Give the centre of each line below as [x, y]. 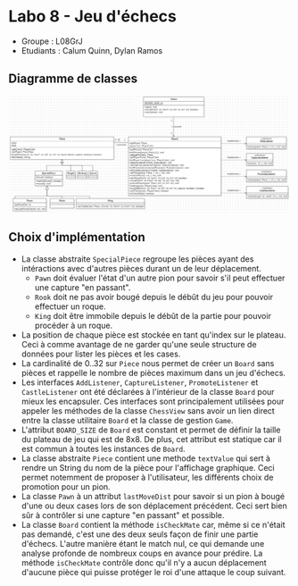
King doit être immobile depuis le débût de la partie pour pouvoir [153, 315]
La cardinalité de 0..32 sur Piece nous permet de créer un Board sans [148, 363]
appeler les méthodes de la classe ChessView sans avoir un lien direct [148, 410]
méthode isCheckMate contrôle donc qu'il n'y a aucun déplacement [144, 562]
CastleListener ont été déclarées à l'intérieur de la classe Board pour [148, 391]
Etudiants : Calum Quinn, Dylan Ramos [92, 50]
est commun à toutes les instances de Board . [103, 448]
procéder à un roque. [74, 325]
